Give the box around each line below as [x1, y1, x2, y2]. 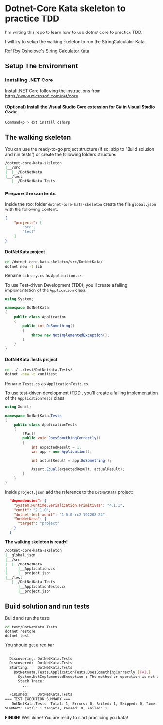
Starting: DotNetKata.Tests [9, 665, 73, 670]
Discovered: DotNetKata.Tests [9, 661, 73, 666]
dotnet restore [5, 629, 36, 634]
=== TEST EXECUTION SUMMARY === [5, 697, 70, 702]
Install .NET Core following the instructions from [5, 88, 101, 94]
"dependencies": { [9, 499, 47, 503]
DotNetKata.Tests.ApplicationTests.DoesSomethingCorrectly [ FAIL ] [14, 670, 151, 675]
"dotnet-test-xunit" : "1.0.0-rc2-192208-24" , [14, 512, 108, 517]
